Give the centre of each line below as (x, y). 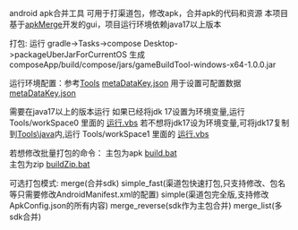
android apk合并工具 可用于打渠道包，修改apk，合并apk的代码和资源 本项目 (149, 13)
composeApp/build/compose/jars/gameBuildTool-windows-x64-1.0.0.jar (143, 64)
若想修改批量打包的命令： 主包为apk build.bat (93, 153)
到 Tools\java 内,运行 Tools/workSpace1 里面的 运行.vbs (109, 134)
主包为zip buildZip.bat (50, 164)
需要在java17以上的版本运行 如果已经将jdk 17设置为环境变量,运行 (127, 111)
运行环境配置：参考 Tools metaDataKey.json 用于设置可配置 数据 (125, 83)
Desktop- (161, 43)
